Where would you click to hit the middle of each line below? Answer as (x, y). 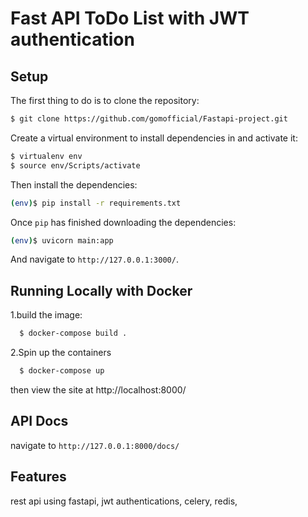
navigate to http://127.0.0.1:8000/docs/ (95, 445)
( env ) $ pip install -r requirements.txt (96, 203)
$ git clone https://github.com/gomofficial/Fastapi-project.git (149, 119)
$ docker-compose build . (73, 333)
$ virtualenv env (46, 156)
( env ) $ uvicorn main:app (62, 240)
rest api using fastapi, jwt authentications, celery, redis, (124, 501)
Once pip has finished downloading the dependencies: (123, 222)
